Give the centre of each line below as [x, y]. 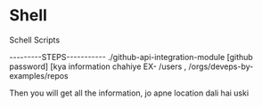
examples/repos [39, 75]
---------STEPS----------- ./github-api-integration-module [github [131, 57]
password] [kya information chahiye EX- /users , [98, 66]
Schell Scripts [35, 40]
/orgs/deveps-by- [221, 66]
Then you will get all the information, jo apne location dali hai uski [129, 93]
